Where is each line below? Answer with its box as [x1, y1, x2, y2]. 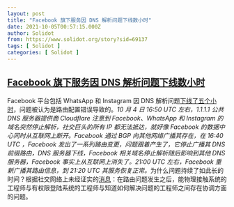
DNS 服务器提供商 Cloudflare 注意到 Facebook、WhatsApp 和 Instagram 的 [7, 114, 224, 122]
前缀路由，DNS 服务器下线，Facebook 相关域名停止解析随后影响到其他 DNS [7, 148, 226, 157]
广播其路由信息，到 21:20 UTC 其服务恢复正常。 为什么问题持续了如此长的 [13, 166, 224, 174]
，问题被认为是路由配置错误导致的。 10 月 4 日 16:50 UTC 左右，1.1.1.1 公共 [13, 105, 224, 114]
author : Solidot [7, 29, 54, 37]
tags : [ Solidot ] [7, 43, 61, 49]
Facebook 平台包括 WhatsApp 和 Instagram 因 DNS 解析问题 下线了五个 [7, 96, 211, 105]
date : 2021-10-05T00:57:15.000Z [7, 23, 101, 30]
